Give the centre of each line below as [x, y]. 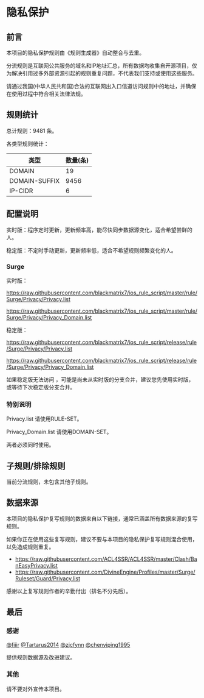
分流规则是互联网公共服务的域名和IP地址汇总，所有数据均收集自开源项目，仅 [102, 66]
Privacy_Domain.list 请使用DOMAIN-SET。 [59, 432]
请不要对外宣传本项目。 [36, 689]
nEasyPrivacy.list [36, 565]
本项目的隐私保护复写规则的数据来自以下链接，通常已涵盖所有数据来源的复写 [102, 518]
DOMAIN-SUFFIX [35, 180]
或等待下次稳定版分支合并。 [41, 387]
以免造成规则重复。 [30, 547]
